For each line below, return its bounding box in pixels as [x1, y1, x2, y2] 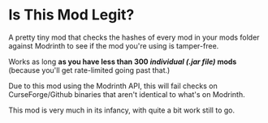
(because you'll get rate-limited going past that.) [8, 65, 171, 74]
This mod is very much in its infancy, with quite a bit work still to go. [8, 105, 236, 115]
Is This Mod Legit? [8, 6, 135, 24]
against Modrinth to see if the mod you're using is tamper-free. [8, 40, 219, 50]
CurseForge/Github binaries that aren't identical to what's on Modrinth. [8, 89, 245, 99]
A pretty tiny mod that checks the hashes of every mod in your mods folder [8, 32, 260, 42]
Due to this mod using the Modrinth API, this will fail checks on [8, 81, 218, 91]
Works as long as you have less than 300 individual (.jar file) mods [8, 57, 237, 66]
